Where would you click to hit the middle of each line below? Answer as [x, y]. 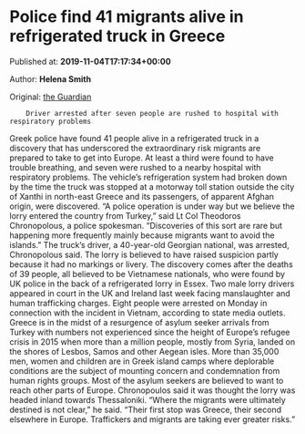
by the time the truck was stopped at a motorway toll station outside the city [152, 186]
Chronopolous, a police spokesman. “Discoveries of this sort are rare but [146, 225]
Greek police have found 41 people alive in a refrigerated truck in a [134, 138]
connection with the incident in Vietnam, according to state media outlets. [147, 313]
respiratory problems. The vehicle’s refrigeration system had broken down [148, 177]
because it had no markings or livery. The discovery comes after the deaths [151, 264]
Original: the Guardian [51, 97]
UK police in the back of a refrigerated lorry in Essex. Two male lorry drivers [152, 284]
